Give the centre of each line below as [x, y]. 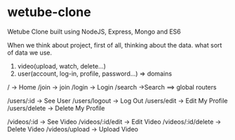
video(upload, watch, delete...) [62, 66]
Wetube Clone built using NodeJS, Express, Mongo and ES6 [94, 31]
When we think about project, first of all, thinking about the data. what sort [115, 45]
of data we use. [30, 52]
